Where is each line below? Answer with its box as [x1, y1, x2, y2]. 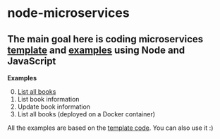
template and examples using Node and [7, 44, 185, 56]
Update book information [17, 102, 90, 111]
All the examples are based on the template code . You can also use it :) [7, 123, 214, 132]
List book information [17, 95, 80, 103]
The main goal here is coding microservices [7, 33, 204, 45]
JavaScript [7, 55, 56, 67]
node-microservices [7, 5, 130, 21]
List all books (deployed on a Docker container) [17, 110, 156, 118]
